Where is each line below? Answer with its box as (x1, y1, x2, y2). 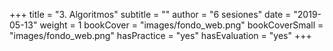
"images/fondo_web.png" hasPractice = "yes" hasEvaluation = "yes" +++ (9, 30, 312, 41)
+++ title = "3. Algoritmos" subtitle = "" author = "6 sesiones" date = (9, 9, 292, 20)
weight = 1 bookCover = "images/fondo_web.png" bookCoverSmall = (39, 19, 324, 31)
